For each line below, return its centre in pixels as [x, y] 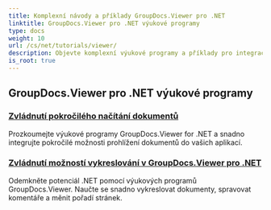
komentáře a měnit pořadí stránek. [65, 197]
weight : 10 [27, 38]
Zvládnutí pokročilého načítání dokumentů [94, 116]
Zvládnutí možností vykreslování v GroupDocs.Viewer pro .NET [135, 163]
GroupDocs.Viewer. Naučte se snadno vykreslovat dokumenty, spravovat [130, 189]
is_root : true [32, 61]
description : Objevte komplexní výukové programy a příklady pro [120, 53]
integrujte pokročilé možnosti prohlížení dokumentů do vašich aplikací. [125, 142]
